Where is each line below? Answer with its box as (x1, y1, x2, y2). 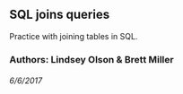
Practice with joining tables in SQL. (9, 30, 138, 41)
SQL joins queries (9, 7, 110, 22)
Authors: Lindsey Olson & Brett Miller (9, 53, 174, 65)
